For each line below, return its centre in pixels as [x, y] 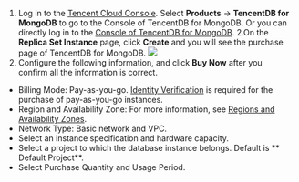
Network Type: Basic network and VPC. [92, 128]
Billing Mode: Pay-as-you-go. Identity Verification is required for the [145, 90]
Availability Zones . [52, 119]
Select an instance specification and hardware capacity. [124, 138]
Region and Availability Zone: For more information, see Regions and [146, 109]
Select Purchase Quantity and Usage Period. [102, 167]
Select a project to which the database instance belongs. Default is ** [149, 148]
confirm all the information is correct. [88, 72]
